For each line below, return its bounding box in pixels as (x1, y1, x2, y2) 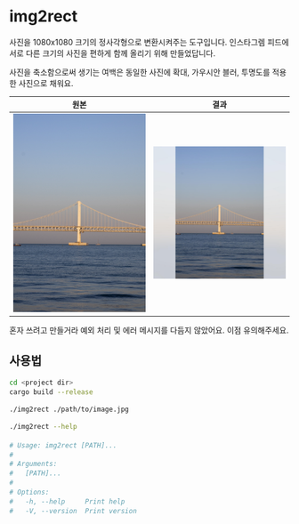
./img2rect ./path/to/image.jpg (9, 405, 129, 415)
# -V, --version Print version (9, 506, 138, 515)
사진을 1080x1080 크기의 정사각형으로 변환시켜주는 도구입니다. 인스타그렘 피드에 (9, 36, 289, 47)
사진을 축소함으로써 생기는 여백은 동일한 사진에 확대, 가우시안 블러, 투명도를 (9, 67, 271, 77)
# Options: (9, 488, 50, 497)
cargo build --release (9, 388, 93, 397)
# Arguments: (9, 460, 58, 469)
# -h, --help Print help (9, 496, 125, 506)
